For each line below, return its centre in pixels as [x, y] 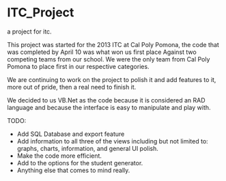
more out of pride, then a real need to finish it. [72, 87]
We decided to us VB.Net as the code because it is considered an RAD [107, 100]
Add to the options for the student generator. [80, 163]
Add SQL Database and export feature [71, 134]
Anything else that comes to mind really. [73, 170]
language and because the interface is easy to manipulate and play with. [109, 107]
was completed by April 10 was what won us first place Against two [102, 52]
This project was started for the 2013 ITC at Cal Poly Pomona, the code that [113, 44]
